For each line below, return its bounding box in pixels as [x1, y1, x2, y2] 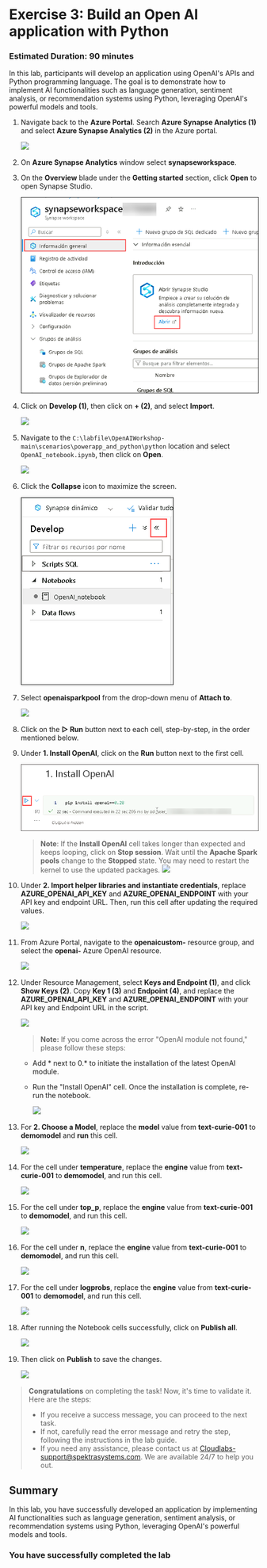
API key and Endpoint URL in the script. [20, 1003, 149, 1013]
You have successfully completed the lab [9, 1549, 171, 1560]
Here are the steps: [28, 1394, 92, 1404]
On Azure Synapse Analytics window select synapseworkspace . [20, 158, 237, 167]
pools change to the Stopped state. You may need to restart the [40, 856, 250, 865]
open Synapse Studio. [20, 181, 93, 191]
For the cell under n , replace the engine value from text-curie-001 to [20, 1242, 247, 1253]
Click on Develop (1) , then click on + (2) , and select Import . [20, 401, 215, 410]
